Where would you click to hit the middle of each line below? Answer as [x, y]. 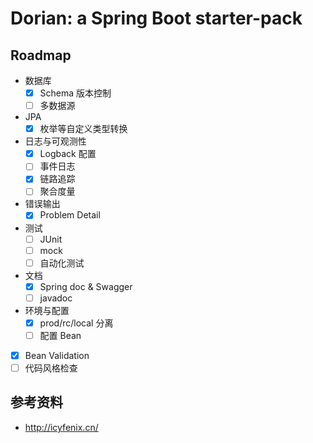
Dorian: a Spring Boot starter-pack [156, 18]
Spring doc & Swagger [86, 286]
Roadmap [41, 55]
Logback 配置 [68, 154]
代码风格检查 [51, 368]
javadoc [56, 298]
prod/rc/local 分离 [76, 323]
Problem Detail [70, 215]
